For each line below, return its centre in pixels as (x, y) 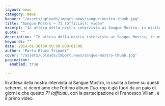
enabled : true (24, 64)
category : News (21, 14)
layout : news (18, 10)
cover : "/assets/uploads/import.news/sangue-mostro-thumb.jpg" (71, 55)
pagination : (17, 60)
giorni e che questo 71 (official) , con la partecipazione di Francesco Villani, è (82, 93)
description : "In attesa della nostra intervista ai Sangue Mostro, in (80, 37)
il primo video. (20, 98)
